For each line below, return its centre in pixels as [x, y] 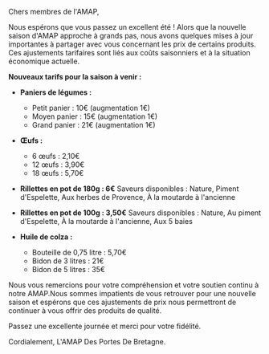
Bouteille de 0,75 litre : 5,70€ [79, 252]
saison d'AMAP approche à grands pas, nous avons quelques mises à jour [131, 36]
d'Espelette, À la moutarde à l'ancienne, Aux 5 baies [106, 221]
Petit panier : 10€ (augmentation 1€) [91, 108]
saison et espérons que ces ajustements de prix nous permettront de [122, 302]
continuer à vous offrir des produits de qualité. [85, 311]
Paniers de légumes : [56, 92]
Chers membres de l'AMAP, [54, 12]
